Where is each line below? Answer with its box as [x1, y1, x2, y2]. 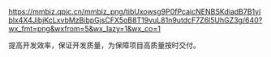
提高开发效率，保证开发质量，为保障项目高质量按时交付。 [8, 40, 200, 50]
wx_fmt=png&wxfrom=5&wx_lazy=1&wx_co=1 [8, 24, 161, 33]
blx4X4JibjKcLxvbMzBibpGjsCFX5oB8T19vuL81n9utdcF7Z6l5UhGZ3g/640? [8, 15, 263, 25]
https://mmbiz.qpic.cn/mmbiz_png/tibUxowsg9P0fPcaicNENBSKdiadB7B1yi [8, 7, 261, 16]
